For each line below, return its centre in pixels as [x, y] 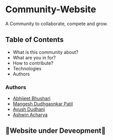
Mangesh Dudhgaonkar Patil [43, 104]
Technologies [27, 68]
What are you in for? [34, 57]
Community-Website [51, 9]
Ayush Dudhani [29, 109]
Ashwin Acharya [30, 115]
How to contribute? [33, 63]
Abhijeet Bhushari [31, 98]
